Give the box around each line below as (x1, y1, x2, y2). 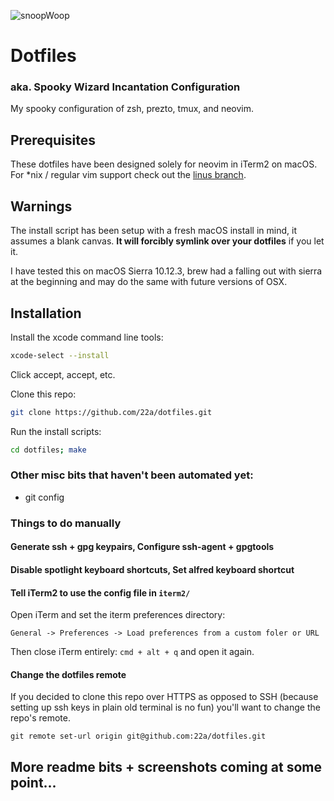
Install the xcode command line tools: (10, 331, 164, 343)
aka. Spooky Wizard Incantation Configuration (10, 80, 241, 94)
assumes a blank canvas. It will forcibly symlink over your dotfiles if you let (10, 235, 325, 247)
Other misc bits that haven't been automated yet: (10, 468, 254, 482)
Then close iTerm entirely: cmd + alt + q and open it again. (10, 646, 255, 658)
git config (24, 491, 65, 503)
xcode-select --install (10, 350, 110, 360)
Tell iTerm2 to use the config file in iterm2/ (10, 586, 191, 599)
